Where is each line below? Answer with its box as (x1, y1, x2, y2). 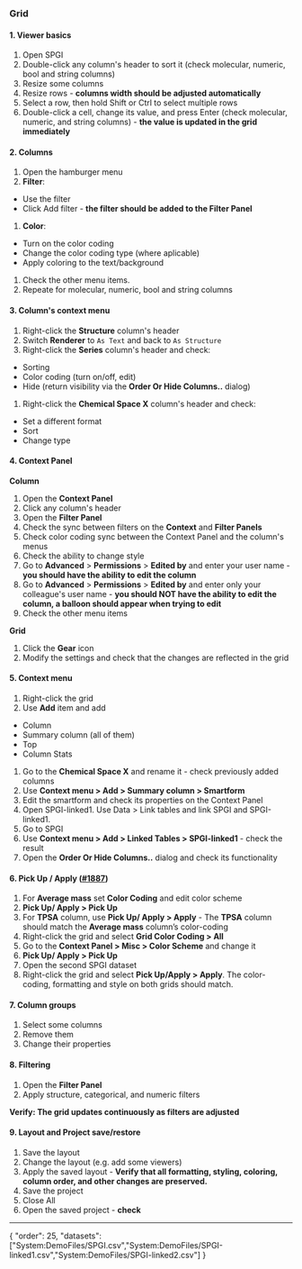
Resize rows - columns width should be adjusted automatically (22, 88, 262, 99)
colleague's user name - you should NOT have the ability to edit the (22, 588, 277, 599)
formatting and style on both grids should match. (52, 979, 234, 990)
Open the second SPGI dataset (22, 960, 138, 971)
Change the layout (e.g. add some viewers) (22, 1156, 182, 1167)
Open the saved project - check (22, 1204, 141, 1215)
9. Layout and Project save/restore (9, 1127, 141, 1138)
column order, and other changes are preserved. (22, 1175, 209, 1186)
